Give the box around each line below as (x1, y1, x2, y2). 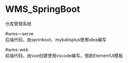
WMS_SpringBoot (5, 3, 81, 15)
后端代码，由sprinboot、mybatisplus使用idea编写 (5, 36, 107, 42)
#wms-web (5, 46, 29, 52)
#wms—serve (5, 30, 34, 36)
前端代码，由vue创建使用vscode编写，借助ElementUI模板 (5, 52, 124, 58)
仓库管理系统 (5, 20, 31, 26)
